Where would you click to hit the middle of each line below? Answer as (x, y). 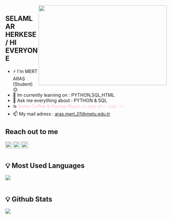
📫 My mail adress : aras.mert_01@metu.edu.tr (61, 114)
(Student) (23, 84)
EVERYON (22, 51)
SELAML (19, 19)
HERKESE (21, 35)
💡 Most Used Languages (45, 166)
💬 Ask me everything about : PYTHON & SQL (60, 100)
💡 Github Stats (29, 199)
